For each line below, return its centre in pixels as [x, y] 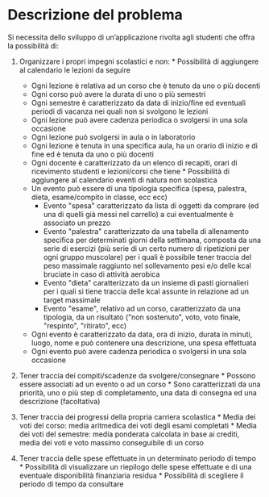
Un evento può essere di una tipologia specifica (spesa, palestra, [139, 188]
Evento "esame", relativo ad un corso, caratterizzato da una [142, 308]
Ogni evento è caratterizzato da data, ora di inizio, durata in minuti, [142, 334]
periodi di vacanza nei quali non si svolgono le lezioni [120, 111]
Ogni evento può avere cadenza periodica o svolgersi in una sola [139, 351]
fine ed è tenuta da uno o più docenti [93, 154]
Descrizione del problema [95, 15]
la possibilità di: [33, 45]
